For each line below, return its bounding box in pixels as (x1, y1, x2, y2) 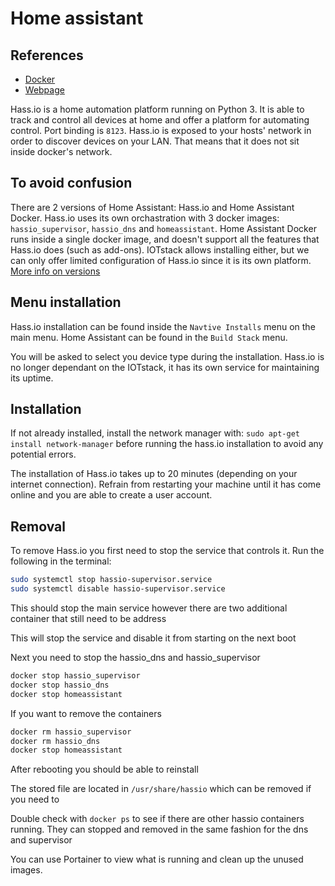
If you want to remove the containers (10, 707, 162, 719)
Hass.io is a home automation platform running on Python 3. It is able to (10, 103, 305, 115)
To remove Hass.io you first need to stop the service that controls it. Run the (10, 545, 325, 557)
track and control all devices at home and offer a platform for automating (10, 114, 310, 126)
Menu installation (10, 294, 122, 311)
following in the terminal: (10, 555, 112, 567)
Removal (10, 518, 66, 535)
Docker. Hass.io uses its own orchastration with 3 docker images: (10, 212, 280, 224)
